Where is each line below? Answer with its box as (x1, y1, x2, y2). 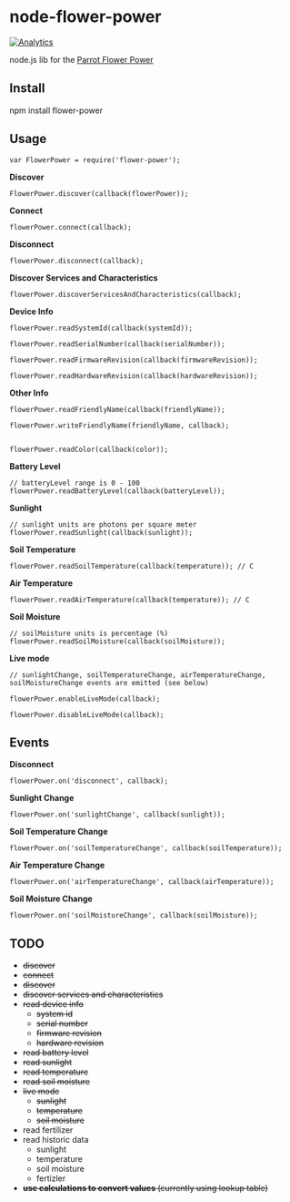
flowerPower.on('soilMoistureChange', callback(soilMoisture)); (9, 911, 258, 920)
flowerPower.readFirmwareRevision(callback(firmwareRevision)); (9, 355, 258, 365)
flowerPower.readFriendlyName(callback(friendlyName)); (9, 405, 225, 414)
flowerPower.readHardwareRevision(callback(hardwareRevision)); (9, 371, 258, 380)
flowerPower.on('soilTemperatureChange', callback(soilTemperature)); (9, 844, 283, 853)
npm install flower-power (9, 105, 103, 116)
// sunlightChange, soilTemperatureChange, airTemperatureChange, (9, 670, 266, 680)
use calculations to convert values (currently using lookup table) (22, 1183, 268, 1194)
